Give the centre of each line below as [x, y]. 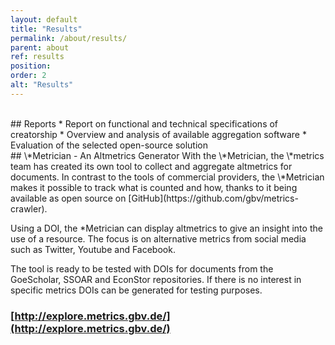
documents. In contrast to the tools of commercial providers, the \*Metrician [167, 177]
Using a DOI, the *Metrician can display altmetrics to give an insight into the [166, 228]
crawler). [29, 208]
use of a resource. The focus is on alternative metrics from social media [158, 238]
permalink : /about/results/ [69, 38]
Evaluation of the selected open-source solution [109, 145]
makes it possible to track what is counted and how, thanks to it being [154, 187]
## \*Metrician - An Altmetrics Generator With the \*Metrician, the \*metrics [167, 155]
